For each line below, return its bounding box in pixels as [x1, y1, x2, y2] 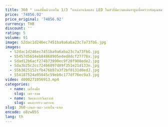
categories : [5, 81, 30, 86]
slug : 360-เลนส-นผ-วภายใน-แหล [5, 105, 63, 110]
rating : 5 [5, 30, 26, 35]
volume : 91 [5, 35, 28, 40]
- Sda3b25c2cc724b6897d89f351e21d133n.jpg [9, 63, 99, 68]
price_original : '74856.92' [5, 16, 64, 21]
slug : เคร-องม [14, 91, 40, 96]
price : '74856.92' [5, 12, 43, 17]
